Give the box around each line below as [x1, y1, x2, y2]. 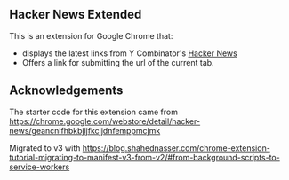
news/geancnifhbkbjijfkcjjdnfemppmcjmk [9, 125, 161, 136]
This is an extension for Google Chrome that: [9, 30, 173, 41]
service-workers [9, 161, 70, 172]
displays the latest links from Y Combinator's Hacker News [21, 48, 237, 59]
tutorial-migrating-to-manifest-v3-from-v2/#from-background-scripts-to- [9, 152, 280, 162]
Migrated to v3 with [9, 142, 81, 153]
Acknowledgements [9, 83, 124, 98]
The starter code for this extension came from [9, 106, 178, 117]
